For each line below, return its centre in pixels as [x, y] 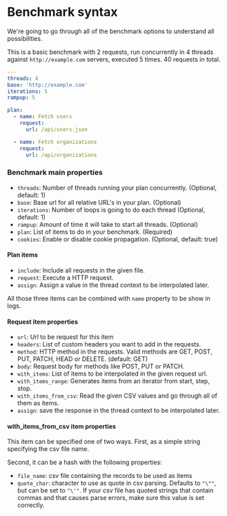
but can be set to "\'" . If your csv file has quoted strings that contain [115, 490]
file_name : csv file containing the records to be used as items [105, 476]
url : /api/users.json [57, 129]
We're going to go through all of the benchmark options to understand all [111, 31]
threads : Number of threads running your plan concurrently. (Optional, [117, 187]
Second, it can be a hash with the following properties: [85, 462]
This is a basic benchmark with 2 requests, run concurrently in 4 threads [110, 52]
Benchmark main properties [55, 172]
